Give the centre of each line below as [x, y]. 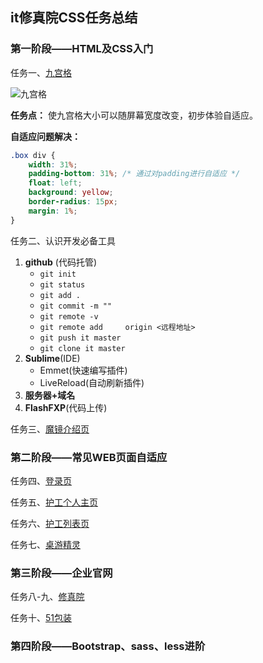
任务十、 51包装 [41, 618]
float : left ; [55, 183]
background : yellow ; [71, 193]
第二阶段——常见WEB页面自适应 [89, 457]
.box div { [33, 155]
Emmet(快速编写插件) [83, 370]
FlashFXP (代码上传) [66, 407]
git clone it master [82, 348]
